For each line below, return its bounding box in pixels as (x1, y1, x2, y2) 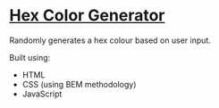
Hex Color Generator (9, 5, 165, 26)
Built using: (9, 52, 51, 62)
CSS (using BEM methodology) (21, 79, 137, 89)
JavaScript (21, 88, 63, 99)
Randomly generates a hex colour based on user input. (9, 35, 212, 46)
